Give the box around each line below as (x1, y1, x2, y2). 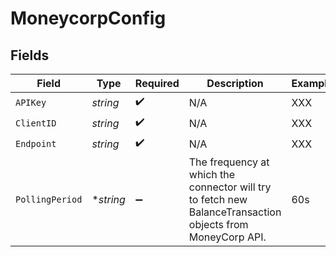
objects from (188, 218, 249, 231)
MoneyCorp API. (188, 230, 267, 244)
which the (188, 168, 236, 181)
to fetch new (188, 193, 248, 206)
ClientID (15, 117, 57, 129)
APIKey (15, 97, 47, 108)
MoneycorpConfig (10, 7, 167, 30)
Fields (10, 47, 50, 64)
